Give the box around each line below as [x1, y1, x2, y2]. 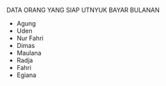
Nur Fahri [16, 34, 44, 42]
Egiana [16, 71, 37, 79]
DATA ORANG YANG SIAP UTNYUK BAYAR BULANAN [6, 6, 160, 14]
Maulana [16, 49, 42, 57]
